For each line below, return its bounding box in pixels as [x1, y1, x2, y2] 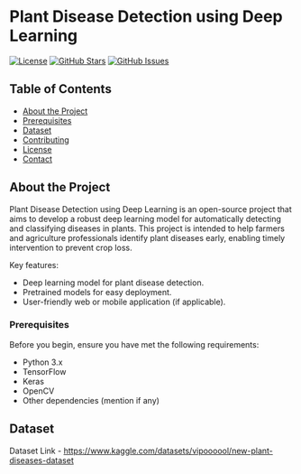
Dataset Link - [9, 445, 62, 456]
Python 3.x [22, 357, 63, 367]
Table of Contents [9, 81, 113, 97]
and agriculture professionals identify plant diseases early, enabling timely [9, 232, 286, 243]
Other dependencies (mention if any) [22, 395, 160, 405]
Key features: [9, 259, 59, 270]
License [22, 144, 52, 154]
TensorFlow [22, 366, 67, 376]
